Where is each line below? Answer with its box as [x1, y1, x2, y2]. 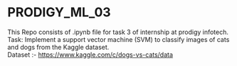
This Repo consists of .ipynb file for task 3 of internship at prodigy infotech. [7, 28, 229, 36]
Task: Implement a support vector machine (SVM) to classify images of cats [7, 35, 230, 43]
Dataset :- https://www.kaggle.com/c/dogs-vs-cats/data [7, 50, 173, 59]
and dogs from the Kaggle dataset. [7, 43, 110, 51]
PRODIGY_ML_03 [7, 4, 112, 21]
